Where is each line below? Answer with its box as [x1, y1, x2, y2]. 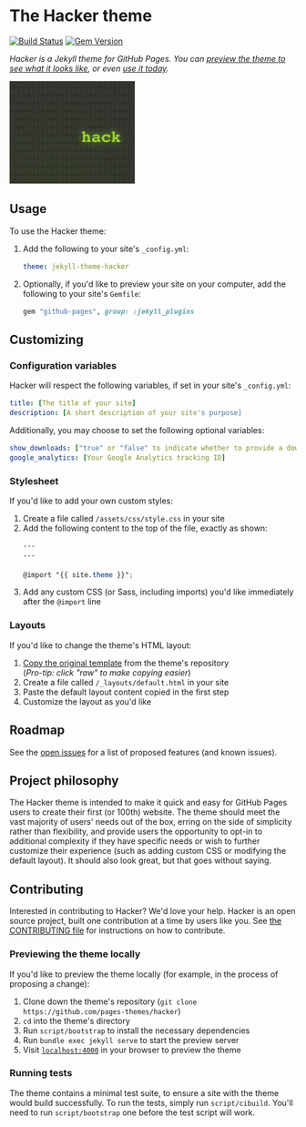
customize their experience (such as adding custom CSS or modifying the [9, 846, 287, 857]
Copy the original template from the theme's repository [22, 657, 229, 668]
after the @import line [22, 596, 102, 607]
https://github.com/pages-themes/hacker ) [22, 1005, 181, 1016]
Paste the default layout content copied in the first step [22, 686, 229, 697]
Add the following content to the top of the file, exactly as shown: [22, 523, 268, 533]
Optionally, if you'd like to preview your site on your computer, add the [22, 279, 287, 289]
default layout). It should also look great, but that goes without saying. [9, 855, 271, 866]
